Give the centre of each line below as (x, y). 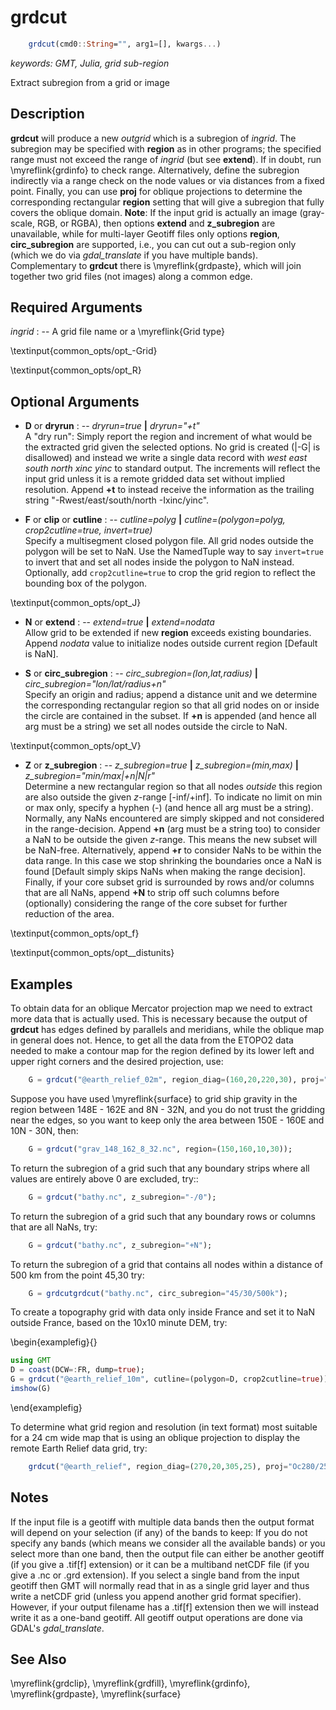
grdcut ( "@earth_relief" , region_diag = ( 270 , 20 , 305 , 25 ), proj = (158, 1466)
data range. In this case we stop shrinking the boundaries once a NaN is (173, 861)
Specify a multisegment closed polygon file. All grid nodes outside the (169, 541)
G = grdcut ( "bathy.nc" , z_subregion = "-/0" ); (122, 1197)
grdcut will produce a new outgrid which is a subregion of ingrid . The (153, 138)
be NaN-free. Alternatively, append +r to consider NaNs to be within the (173, 850)
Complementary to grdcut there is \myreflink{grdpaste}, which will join (156, 265)
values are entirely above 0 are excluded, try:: (104, 1178)
